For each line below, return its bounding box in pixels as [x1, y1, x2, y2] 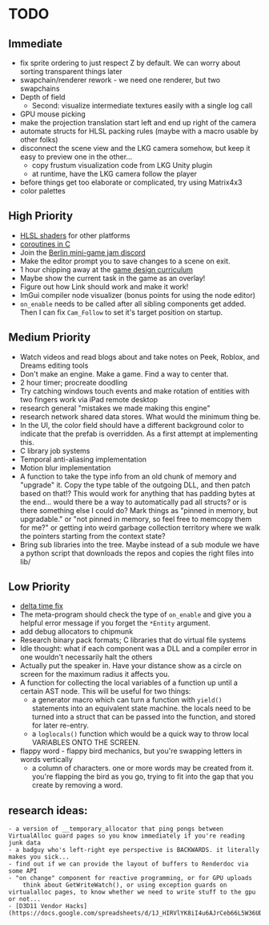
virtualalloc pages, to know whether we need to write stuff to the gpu [8, 888, 256, 896]
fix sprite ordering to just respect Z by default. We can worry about [19, 58, 241, 67]
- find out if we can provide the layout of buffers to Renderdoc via [8, 860, 249, 868]
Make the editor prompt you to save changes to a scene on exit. [19, 256, 231, 266]
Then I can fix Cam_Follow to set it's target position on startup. [19, 307, 223, 317]
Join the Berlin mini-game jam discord [19, 247, 146, 257]
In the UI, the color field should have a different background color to [19, 420, 244, 430]
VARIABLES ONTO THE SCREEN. [31, 738, 140, 748]
